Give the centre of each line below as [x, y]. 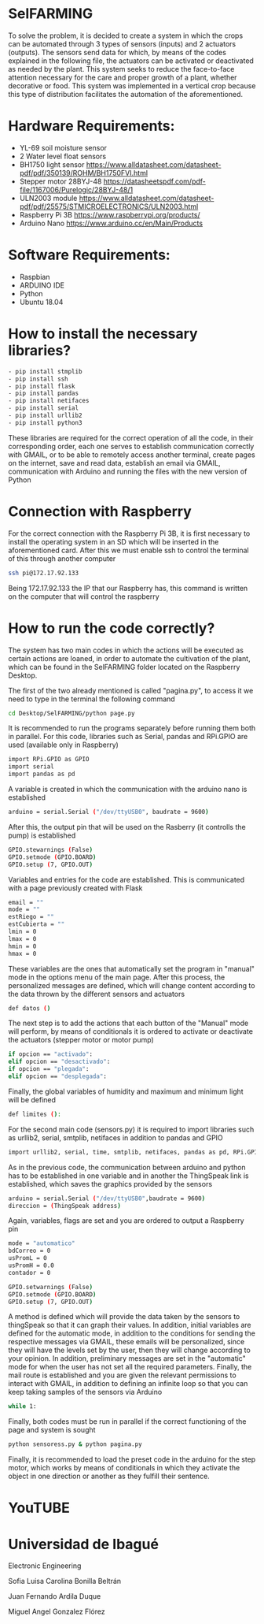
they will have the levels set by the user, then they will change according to [130, 1350]
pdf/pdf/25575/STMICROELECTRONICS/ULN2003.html [109, 206]
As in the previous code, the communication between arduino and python [127, 1167]
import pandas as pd [42, 774]
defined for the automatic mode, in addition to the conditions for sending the [132, 1333]
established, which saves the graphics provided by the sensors [110, 1184]
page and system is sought [52, 1430]
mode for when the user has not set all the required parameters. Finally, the [130, 1367]
